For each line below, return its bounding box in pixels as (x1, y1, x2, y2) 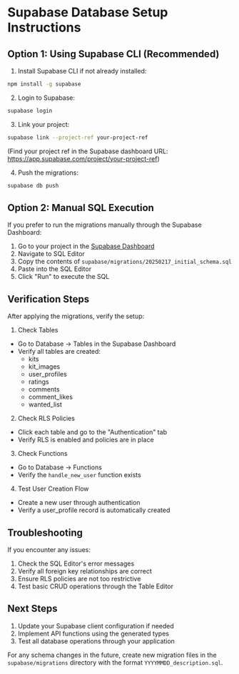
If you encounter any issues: (7, 545, 91, 553)
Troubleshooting (7, 526, 83, 538)
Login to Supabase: (17, 93, 76, 102)
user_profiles (28, 370, 68, 379)
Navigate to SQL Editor (17, 250, 86, 258)
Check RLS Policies (17, 414, 75, 423)
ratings (28, 377, 49, 386)
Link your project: (17, 120, 70, 128)
